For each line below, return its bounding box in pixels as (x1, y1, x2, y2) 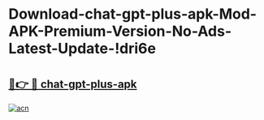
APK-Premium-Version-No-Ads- (8, 22, 232, 41)
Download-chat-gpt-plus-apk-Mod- (8, 5, 258, 24)
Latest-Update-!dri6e (8, 40, 157, 58)
